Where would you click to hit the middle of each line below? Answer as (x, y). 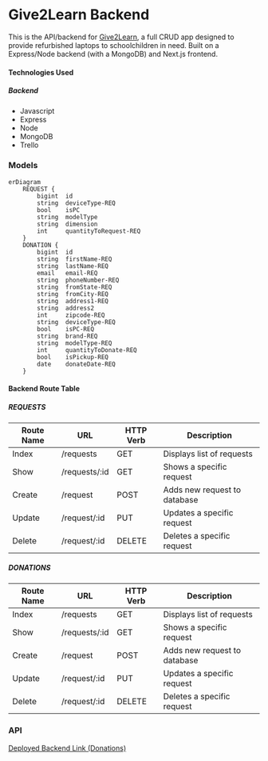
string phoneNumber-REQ (78, 280)
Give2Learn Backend (79, 15)
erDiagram (25, 182)
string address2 (65, 308)
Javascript (37, 110)
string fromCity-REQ (73, 294)
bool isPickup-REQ (73, 357)
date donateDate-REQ (76, 364)
